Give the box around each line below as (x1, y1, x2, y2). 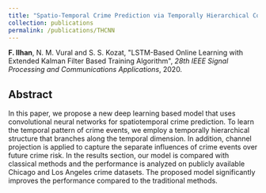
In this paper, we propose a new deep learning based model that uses (8, 108, 236, 119)
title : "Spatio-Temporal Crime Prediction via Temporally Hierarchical (8, 11, 249, 20)
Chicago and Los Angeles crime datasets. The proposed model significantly (8, 168, 256, 177)
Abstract (8, 88, 53, 101)
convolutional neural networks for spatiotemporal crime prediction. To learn (8, 117, 255, 127)
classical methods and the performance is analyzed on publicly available (8, 159, 245, 168)
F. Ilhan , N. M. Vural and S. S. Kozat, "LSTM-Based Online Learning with (8, 48, 244, 58)
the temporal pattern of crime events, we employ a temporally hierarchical (8, 126, 250, 135)
